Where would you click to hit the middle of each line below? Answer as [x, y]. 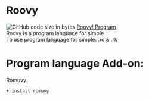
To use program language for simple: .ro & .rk [62, 39]
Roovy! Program [96, 27]
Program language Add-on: [75, 64]
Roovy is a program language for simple [55, 33]
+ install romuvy [28, 91]
